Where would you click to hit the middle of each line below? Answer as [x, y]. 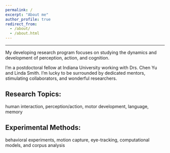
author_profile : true [28, 19]
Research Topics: [33, 94]
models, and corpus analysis [35, 145]
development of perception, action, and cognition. [57, 58]
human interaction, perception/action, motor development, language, [77, 106]
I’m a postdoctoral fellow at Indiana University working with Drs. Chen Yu [81, 68]
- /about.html [25, 33]
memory [14, 112]
